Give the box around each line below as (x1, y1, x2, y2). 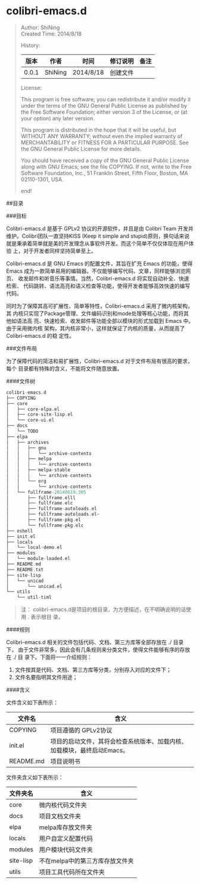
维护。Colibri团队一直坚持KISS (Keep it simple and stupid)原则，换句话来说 (6, 232, 190, 239)
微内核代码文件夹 (39, 801, 87, 810)
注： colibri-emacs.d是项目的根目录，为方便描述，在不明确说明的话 (20, 606, 186, 613)
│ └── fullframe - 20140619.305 (6, 489, 86, 495)
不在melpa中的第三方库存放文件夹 (39, 857, 134, 865)
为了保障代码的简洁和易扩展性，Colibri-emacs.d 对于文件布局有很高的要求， (6, 357, 193, 365)
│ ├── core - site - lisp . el (6, 412, 73, 418)
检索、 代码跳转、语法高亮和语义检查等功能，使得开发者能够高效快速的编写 (6, 282, 190, 290)
